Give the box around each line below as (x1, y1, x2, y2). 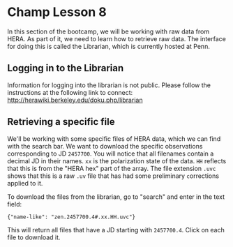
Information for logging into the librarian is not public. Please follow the (7, 81, 211, 89)
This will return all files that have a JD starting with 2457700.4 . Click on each (7, 225, 225, 234)
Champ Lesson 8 (7, 4, 107, 20)
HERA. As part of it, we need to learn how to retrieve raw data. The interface (7, 34, 227, 43)
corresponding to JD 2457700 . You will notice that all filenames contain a (7, 149, 214, 158)
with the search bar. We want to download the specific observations (7, 142, 203, 150)
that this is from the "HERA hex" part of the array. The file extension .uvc (7, 164, 216, 172)
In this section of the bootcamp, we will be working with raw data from (7, 27, 210, 36)
